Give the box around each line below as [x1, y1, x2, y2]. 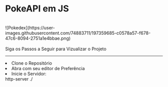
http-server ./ [5, 76, 33, 82]
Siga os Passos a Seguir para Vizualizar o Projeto [5, 46, 106, 52]
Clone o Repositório [11, 60, 52, 66]
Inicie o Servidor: [11, 71, 46, 77]
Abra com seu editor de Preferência [11, 65, 85, 71]
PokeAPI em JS [5, 3, 69, 14]
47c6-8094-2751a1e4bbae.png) [5, 35, 71, 41]
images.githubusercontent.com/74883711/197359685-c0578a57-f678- [5, 30, 151, 36]
